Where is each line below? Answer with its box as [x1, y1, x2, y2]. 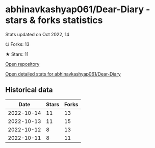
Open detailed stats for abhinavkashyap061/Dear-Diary [5, 70, 121, 77]
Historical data [5, 86, 53, 94]
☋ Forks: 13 [5, 41, 30, 47]
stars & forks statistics [5, 14, 103, 26]
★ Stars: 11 [5, 51, 29, 57]
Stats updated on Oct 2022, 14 [5, 31, 70, 37]
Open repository [5, 61, 40, 67]
